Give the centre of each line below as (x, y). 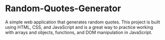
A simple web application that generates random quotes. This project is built (83, 22)
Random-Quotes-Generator (63, 9)
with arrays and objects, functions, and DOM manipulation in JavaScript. (79, 32)
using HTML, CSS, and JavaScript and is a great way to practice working (79, 27)
